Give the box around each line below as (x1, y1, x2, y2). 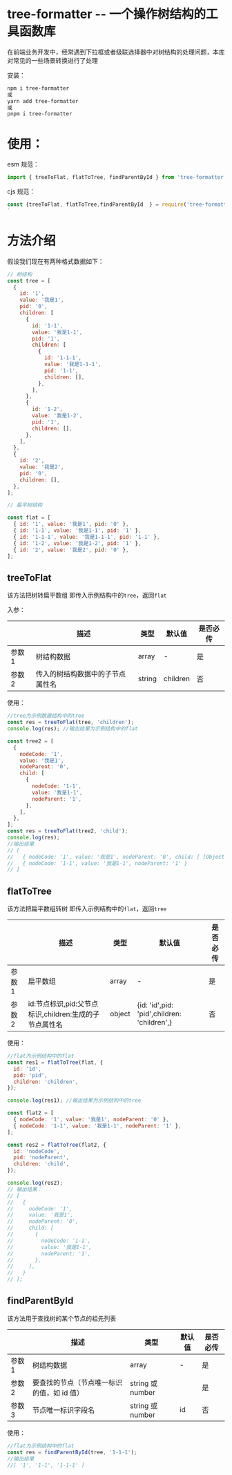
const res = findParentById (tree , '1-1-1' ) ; (7, 1449, 137, 1456)
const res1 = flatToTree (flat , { (7, 1058, 104, 1066)
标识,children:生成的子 (28, 1009, 100, 1019)
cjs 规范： (7, 187, 36, 196)
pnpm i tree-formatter (7, 111, 72, 117)
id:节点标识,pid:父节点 (28, 999, 99, 1009)
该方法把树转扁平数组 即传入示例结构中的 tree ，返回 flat (7, 591, 167, 600)
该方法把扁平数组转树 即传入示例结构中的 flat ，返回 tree (7, 904, 167, 913)
